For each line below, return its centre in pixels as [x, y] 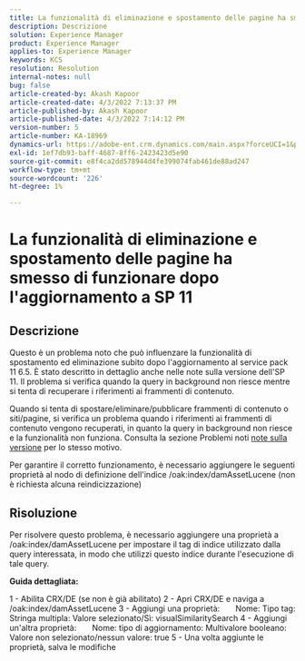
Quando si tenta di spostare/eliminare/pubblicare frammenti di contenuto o [149, 409]
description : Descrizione [58, 26]
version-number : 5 [44, 128]
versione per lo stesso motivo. [66, 448]
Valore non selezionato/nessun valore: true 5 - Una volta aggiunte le [137, 637]
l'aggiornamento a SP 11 [101, 297]
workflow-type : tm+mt [50, 170]
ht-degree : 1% [36, 187]
